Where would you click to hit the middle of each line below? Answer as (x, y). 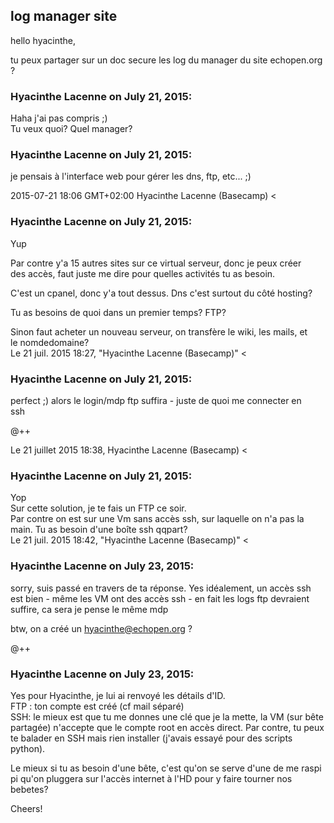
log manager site (64, 16)
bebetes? (29, 789)
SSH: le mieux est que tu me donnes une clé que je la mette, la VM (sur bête (167, 716)
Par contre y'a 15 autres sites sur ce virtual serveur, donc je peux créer (156, 263)
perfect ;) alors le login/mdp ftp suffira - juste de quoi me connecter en (156, 400)
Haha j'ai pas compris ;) (59, 118)
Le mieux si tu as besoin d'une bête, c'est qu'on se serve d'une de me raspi (166, 768)
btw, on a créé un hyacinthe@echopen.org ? (101, 628)
